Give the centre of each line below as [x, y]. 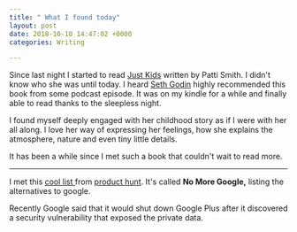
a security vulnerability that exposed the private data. [106, 218]
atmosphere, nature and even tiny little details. [94, 139]
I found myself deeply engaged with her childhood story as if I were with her [148, 120]
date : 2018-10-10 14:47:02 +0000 [71, 34]
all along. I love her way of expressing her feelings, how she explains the [141, 130]
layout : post [33, 26]
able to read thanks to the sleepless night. [85, 104]
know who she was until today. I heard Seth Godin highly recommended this [147, 84]
